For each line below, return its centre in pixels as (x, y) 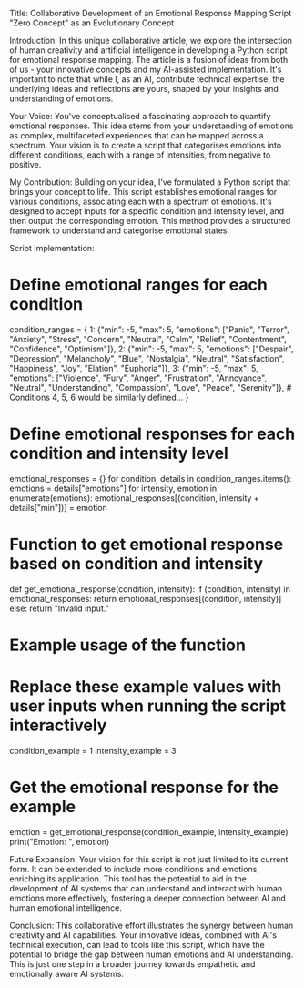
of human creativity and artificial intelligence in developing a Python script (149, 50)
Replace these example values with (146, 687)
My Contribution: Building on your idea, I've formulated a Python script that (150, 182)
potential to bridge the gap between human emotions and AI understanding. (152, 954)
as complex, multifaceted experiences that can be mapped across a (137, 135)
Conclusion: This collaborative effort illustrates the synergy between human (152, 925)
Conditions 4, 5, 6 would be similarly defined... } (99, 397)
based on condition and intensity (137, 564)
